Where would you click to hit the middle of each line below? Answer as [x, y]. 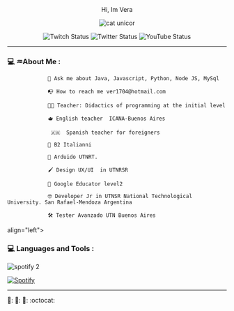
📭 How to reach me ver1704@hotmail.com [107, 92]
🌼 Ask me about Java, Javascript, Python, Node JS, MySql [133, 79]
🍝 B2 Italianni [70, 145]
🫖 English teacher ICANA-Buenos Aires [107, 119]
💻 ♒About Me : [34, 61]
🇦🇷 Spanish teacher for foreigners [106, 133]
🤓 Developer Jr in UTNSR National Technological [120, 197]
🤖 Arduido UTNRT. [73, 157]
